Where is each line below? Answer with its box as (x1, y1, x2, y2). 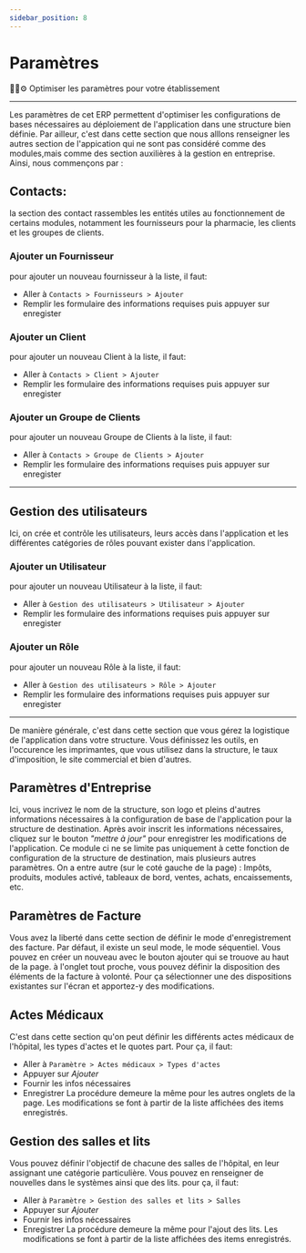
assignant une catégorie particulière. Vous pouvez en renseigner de (9, 1167, 264, 1178)
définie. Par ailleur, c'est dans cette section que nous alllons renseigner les (9, 128, 291, 139)
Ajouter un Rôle (9, 641, 79, 653)
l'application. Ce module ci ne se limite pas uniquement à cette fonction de (9, 843, 290, 854)
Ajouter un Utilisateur (9, 560, 107, 572)
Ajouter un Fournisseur (9, 250, 114, 262)
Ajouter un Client (9, 330, 87, 343)
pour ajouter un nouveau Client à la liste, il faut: (9, 351, 187, 362)
